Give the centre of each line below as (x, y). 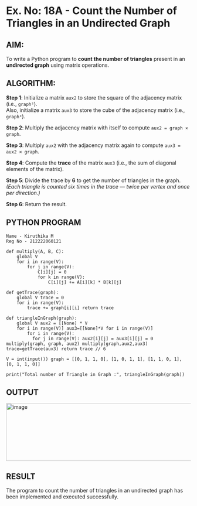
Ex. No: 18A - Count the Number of (92, 11)
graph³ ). (16, 116)
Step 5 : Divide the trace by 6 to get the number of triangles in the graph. (94, 180)
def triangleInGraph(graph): (42, 318)
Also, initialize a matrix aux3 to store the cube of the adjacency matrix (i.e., (96, 110)
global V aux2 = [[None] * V (52, 323)
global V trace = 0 (40, 298)
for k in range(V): (61, 277)
